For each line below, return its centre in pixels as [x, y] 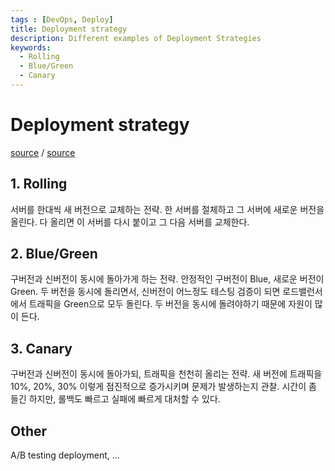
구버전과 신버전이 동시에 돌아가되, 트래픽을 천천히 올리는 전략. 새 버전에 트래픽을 [166, 374]
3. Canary [41, 348]
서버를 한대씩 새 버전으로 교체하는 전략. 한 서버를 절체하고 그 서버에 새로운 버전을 [167, 209]
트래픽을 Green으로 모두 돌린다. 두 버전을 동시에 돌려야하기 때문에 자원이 [170, 304]
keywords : [31, 47]
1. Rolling [39, 184]
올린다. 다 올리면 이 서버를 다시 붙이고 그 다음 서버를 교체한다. [130, 222]
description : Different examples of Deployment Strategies [136, 38]
